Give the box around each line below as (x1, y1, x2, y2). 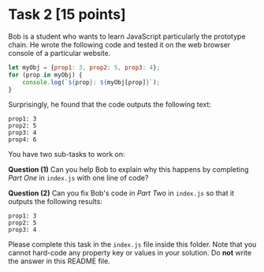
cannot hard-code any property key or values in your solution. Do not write (8, 248, 252, 258)
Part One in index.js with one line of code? (8, 173, 149, 183)
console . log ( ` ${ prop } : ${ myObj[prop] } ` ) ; (22, 78, 160, 86)
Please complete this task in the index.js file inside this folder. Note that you (8, 240, 257, 249)
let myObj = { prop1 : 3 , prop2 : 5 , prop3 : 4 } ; (8, 63, 161, 72)
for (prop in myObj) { (8, 71, 83, 79)
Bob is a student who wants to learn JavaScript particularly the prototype (8, 32, 246, 41)
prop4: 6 (8, 136, 37, 143)
